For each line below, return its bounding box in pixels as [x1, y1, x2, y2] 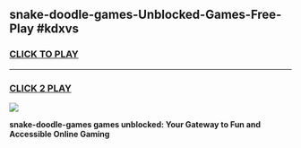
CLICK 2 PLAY [9, 82, 72, 94]
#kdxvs [36, 22, 79, 37]
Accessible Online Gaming [9, 128, 110, 139]
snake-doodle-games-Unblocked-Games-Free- [9, 7, 282, 22]
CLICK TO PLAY [9, 48, 79, 61]
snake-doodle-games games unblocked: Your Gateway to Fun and [9, 118, 262, 129]
